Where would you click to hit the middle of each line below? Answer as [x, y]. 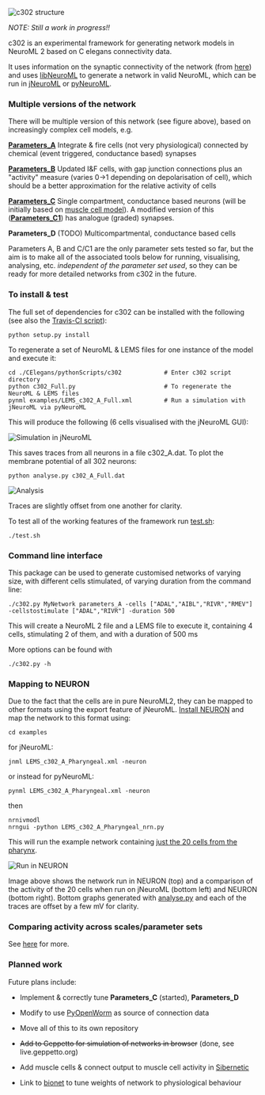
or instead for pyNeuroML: [51, 776]
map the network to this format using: [70, 718]
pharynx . [23, 850]
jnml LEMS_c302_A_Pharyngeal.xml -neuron [78, 762]
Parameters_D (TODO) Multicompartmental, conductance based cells [122, 233]
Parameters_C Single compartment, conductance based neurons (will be [127, 201]
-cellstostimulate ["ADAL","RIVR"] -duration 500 [92, 611]
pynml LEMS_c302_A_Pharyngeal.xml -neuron [79, 791]
